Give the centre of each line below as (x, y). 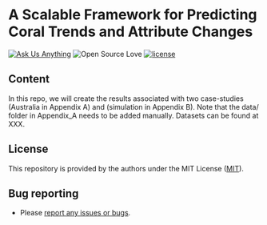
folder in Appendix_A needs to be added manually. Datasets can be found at (133, 115)
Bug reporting (44, 193)
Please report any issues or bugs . (75, 213)
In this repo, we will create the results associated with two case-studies (126, 98)
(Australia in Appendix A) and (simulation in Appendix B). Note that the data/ (133, 106)
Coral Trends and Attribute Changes (131, 32)
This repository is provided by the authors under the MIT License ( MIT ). (126, 168)
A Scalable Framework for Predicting (133, 15)
